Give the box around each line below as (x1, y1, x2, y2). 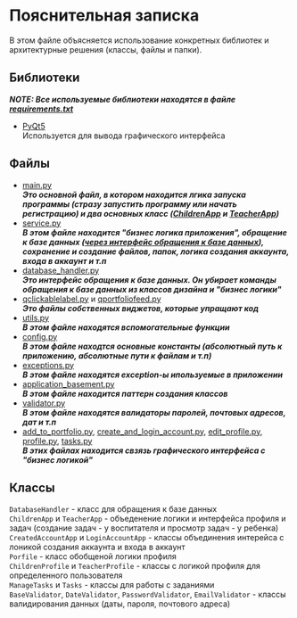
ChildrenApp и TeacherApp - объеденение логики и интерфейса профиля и (9, 514, 286, 524)
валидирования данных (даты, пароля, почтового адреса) (9, 598, 231, 609)
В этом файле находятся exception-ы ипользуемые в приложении (21, 369, 284, 380)
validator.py (21, 398, 66, 408)
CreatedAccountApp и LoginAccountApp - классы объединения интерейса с (9, 532, 285, 543)
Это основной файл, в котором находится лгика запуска (21, 189, 247, 200)
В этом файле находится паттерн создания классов (21, 388, 228, 399)
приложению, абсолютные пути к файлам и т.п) (21, 350, 212, 361)
